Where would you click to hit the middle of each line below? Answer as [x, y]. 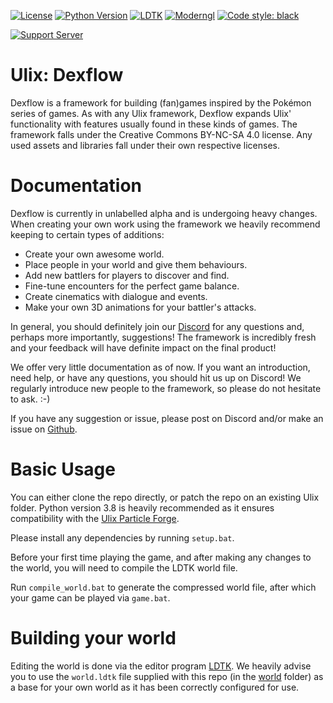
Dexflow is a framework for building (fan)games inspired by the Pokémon [161, 102]
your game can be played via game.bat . [90, 597]
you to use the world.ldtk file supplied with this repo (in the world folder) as [167, 676]
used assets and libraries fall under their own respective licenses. [145, 145]
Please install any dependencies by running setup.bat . [122, 537]
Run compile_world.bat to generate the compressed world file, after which [163, 587]
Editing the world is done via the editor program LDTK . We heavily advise [161, 666]
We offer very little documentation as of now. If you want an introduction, [160, 367]
